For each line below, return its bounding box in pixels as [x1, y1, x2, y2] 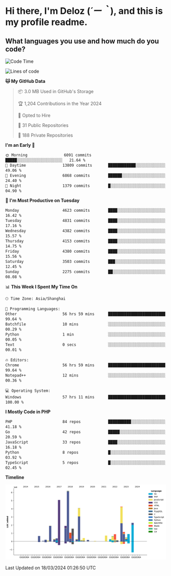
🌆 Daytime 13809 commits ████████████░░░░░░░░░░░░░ [5, 163, 166, 168]
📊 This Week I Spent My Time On [5, 284, 78, 290]
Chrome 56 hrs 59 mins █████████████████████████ [5, 363, 166, 368]
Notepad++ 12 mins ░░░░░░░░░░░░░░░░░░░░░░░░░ [5, 373, 166, 378]
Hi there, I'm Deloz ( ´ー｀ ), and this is [5, 5, 163, 17]
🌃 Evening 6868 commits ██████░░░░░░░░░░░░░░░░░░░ [5, 173, 166, 178]
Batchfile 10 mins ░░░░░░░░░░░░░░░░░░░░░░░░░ [5, 322, 166, 327]
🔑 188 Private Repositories [17, 132, 73, 138]
